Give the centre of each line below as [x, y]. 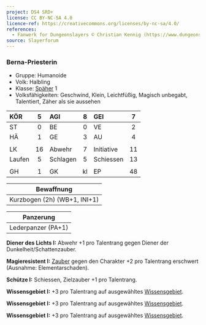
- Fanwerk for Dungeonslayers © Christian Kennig [76, 35]
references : [21, 29]
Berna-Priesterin [32, 62]
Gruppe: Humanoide [41, 76]
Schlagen [63, 159]
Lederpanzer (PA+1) [39, 228]
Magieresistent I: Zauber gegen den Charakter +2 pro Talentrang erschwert [102, 261]
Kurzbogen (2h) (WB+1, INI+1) [54, 200]
